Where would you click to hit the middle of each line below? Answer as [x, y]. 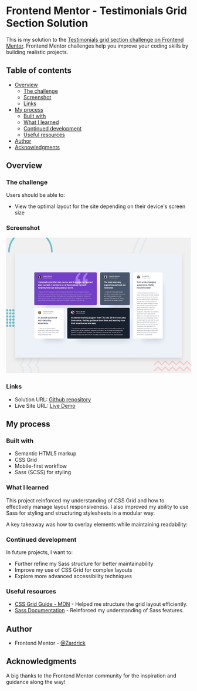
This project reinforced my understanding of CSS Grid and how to [85, 500]
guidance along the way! [36, 682]
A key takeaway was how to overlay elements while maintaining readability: [97, 524]
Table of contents [39, 71]
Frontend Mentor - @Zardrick [50, 643]
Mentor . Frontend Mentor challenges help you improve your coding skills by [97, 46]
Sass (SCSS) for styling [43, 472]
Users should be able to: [36, 195]
